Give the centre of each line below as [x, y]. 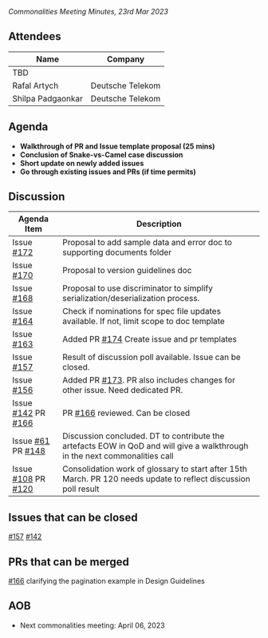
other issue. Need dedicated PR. [123, 390]
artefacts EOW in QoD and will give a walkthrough [156, 446]
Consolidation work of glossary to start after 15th [155, 469]
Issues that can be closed [73, 517]
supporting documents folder [117, 252]
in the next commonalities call [118, 456]
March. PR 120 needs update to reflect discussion [156, 479]
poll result [81, 489]
